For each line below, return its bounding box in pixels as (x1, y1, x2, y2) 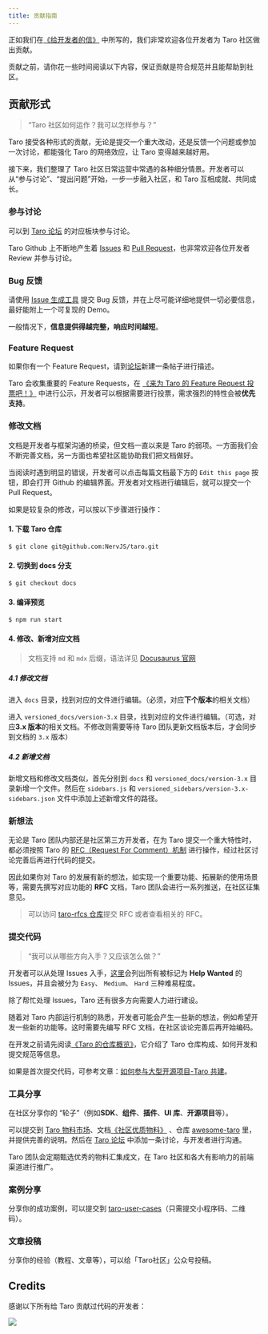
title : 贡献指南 (8, 11, 58, 20)
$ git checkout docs (8, 578, 78, 587)
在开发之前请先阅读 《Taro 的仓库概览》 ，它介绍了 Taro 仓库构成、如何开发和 (8, 1039, 258, 1049)
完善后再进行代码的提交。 (14, 855, 100, 865)
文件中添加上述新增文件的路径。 (57, 794, 162, 803)
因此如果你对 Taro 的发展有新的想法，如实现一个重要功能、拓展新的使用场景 (8, 873, 258, 882)
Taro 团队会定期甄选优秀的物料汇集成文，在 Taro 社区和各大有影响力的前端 (8, 1151, 254, 1162)
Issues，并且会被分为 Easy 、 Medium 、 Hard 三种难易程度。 (8, 978, 200, 988)
